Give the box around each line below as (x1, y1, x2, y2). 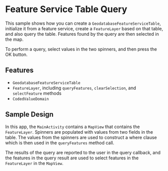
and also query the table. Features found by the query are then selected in (5, 31, 159, 37)
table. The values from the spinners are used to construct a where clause (5, 134, 157, 140)
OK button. (5, 51, 28, 58)
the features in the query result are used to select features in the (5, 155, 139, 161)
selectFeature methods (12, 90, 62, 96)
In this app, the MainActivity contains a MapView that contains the (5, 124, 140, 130)
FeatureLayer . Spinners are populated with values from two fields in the (5, 129, 153, 135)
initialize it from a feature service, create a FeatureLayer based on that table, (5, 25, 163, 31)
